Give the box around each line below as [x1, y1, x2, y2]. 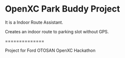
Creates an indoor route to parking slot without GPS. [5, 29, 109, 34]
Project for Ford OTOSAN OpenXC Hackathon [5, 47, 96, 53]
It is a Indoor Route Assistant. [5, 19, 64, 25]
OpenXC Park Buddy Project [5, 3, 120, 14]
